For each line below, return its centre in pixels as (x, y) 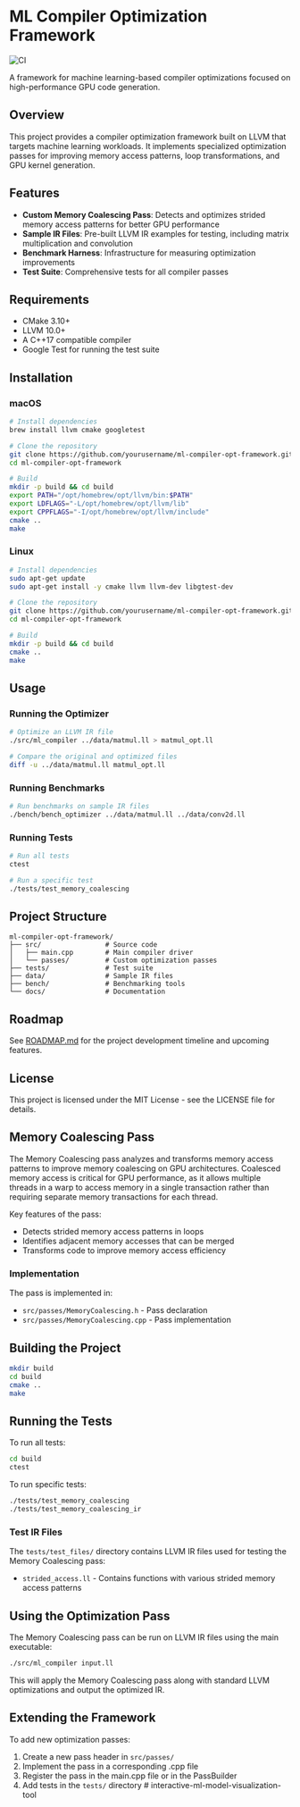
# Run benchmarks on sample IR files (79, 807)
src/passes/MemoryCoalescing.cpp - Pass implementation (127, 1320)
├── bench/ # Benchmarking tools (97, 984)
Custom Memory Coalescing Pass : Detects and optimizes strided (144, 214)
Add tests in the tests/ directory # (85, 1785)
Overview (37, 115)
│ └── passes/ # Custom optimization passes (113, 961)
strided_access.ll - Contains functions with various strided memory (149, 1578)
